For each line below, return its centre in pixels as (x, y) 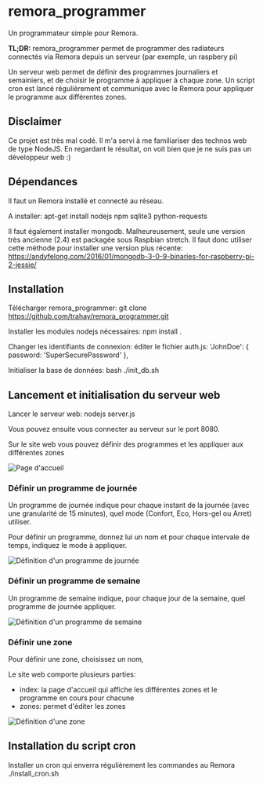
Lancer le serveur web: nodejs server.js (72, 414)
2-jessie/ (22, 265)
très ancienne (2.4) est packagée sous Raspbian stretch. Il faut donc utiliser (130, 239)
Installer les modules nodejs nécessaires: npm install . (95, 331)
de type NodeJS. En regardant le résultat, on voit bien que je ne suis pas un (130, 148)
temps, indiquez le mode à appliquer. (68, 546)
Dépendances (43, 182)
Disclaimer (35, 121)
